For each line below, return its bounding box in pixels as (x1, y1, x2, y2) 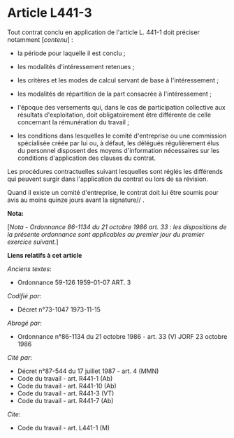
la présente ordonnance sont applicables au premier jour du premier (7, 230, 205, 238)
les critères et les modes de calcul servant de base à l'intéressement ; (17, 75, 219, 85)
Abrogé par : (7, 319, 42, 327)
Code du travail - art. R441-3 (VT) (17, 389, 115, 397)
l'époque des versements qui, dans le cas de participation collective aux (17, 103, 226, 111)
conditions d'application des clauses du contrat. (17, 154, 156, 162)
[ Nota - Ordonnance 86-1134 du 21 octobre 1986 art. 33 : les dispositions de (7, 222, 227, 231)
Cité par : (7, 353, 33, 361)
